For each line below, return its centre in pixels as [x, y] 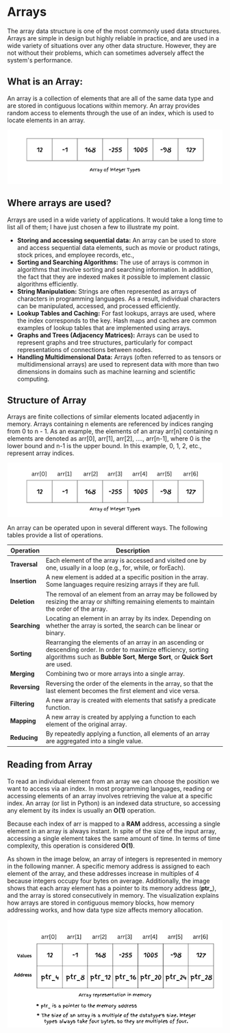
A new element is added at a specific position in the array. [127, 577]
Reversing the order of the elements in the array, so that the [129, 683]
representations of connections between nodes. [85, 349]
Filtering [22, 704]
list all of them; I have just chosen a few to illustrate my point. [93, 227]
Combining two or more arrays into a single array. [115, 674]
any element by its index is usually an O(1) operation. [81, 810]
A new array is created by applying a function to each [121, 717]
